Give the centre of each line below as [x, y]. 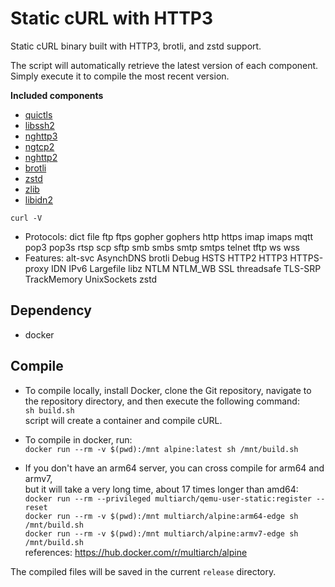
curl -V [26, 218]
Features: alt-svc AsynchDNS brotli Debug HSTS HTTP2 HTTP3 [156, 258]
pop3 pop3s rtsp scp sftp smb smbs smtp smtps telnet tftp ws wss [162, 247]
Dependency [51, 310]
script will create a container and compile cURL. [123, 420]
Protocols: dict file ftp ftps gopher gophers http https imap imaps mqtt [169, 236]
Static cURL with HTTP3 [112, 18]
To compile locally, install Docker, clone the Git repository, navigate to [168, 390]
